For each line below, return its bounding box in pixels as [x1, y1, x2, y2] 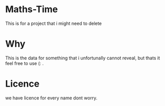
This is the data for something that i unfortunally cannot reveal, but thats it [5, 55, 160, 61]
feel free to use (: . [5, 60, 44, 66]
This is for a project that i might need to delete [5, 20, 102, 26]
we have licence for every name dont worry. [5, 95, 97, 101]
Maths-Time [5, 4, 58, 15]
